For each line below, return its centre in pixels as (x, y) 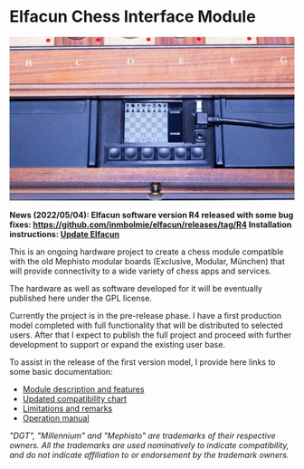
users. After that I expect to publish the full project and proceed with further (151, 335)
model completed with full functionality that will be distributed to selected (146, 325)
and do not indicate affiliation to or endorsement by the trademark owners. (149, 455)
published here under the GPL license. (81, 298)
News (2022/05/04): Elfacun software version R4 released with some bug (152, 215)
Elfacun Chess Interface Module (133, 17)
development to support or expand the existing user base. (118, 344)
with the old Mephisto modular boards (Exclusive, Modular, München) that (147, 261)
